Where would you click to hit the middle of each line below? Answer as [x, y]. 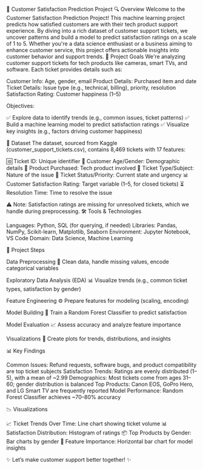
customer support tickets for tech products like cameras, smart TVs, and [97, 63]
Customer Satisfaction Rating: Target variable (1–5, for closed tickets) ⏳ [95, 184]
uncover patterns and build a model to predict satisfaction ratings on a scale [101, 37]
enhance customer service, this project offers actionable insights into [93, 50]
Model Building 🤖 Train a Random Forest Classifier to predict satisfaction [97, 312]
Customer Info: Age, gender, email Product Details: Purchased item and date [101, 81]
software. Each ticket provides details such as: [64, 69]
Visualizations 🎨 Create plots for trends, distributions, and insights [88, 339]
